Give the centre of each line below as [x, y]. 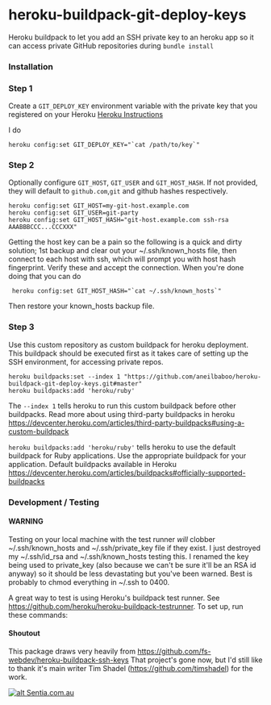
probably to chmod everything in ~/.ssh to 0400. [89, 582]
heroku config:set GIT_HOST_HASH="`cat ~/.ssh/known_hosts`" [117, 291]
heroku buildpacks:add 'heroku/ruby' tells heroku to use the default [122, 447]
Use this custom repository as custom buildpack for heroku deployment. [128, 344]
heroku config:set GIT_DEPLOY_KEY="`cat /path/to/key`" [104, 145]
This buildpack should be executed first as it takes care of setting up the [128, 353]
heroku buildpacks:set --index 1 [65, 377]
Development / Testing [54, 502]
